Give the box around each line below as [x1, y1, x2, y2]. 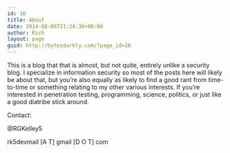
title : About [7, 17, 45, 23]
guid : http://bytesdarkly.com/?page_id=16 [7, 42, 131, 49]
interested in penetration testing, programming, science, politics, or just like [7, 90, 222, 99]
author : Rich [7, 29, 45, 37]
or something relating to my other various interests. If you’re [29, 83, 200, 91]
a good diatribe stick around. [7, 98, 89, 105]
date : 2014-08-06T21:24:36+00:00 [7, 23, 104, 30]
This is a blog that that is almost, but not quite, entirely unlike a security [7, 61, 210, 69]
